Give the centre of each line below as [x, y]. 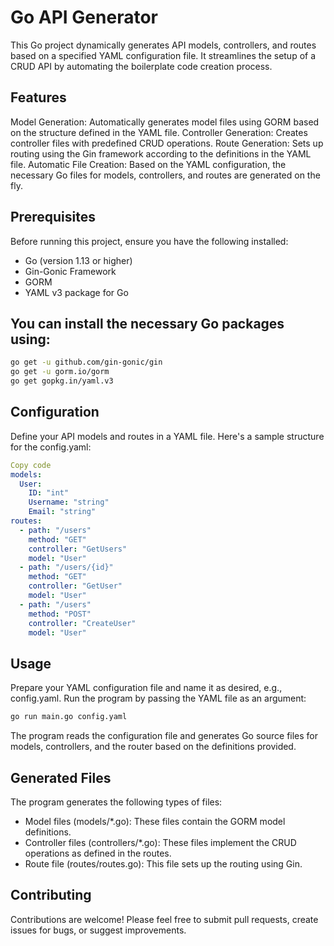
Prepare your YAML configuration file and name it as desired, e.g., [146, 688]
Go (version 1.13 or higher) [78, 260]
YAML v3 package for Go [76, 292]
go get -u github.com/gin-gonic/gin [86, 362]
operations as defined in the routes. [98, 853]
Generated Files [61, 777]
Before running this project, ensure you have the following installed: [149, 241]
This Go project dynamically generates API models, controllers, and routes [163, 45]
